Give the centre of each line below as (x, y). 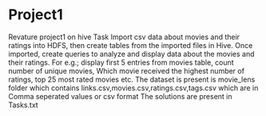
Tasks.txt (23, 105)
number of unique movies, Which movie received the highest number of (127, 70)
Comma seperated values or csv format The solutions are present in (120, 96)
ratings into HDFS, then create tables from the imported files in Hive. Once (131, 45)
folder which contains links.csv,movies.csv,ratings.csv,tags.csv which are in (133, 88)
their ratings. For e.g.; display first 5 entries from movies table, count (121, 62)
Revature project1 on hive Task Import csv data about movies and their (124, 37)
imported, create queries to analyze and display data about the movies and (131, 54)
